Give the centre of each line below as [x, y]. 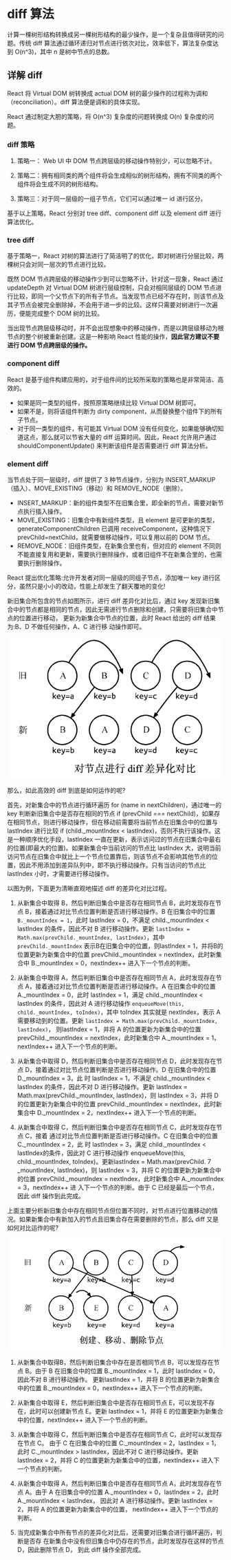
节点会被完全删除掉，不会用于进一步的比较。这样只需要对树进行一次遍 [118, 305]
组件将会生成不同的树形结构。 [59, 184]
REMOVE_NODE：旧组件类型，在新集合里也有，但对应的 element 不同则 [119, 546]
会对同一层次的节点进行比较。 [67, 265]
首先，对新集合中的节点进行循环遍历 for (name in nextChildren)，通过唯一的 [114, 805]
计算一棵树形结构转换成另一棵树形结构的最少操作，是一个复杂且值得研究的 [112, 34]
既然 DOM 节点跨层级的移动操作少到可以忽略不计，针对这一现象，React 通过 [115, 279]
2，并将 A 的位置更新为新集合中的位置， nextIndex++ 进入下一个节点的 [118, 1509]
